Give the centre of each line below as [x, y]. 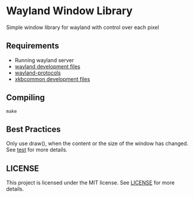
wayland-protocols [38, 73]
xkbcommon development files [52, 79]
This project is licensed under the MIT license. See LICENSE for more [90, 183]
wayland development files [48, 66]
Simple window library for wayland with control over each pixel [83, 27]
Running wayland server [44, 60]
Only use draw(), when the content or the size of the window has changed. [97, 144]
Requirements [33, 46]
